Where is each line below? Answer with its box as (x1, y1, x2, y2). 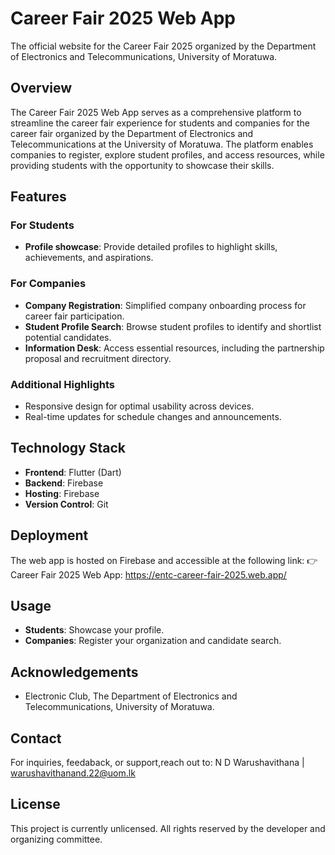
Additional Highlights (10, 377, 115, 391)
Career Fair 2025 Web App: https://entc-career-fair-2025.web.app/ (10, 568, 287, 581)
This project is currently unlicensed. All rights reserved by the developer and (10, 822, 326, 834)
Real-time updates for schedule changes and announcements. (24, 411, 282, 423)
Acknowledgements (10, 663, 139, 681)
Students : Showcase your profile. (24, 624, 165, 636)
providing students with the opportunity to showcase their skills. (10, 159, 275, 171)
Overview (10, 80, 73, 97)
